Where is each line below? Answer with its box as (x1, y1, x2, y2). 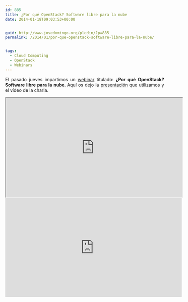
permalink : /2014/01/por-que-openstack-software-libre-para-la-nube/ (5, 35, 155, 40)
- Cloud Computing (10, 53, 49, 58)
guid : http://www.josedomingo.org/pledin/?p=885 (5, 30, 109, 35)
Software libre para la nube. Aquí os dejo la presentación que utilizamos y (5, 82, 164, 88)
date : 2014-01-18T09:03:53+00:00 (5, 17, 76, 22)
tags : (5, 48, 17, 53)
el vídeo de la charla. (5, 87, 49, 93)
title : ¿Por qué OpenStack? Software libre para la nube (5, 12, 128, 17)
